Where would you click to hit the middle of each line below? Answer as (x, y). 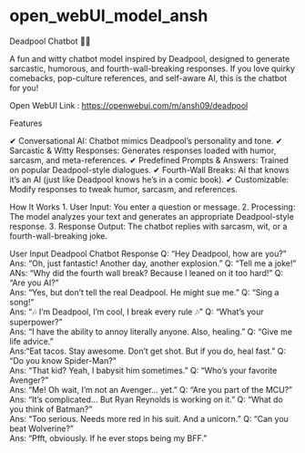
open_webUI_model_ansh (109, 16)
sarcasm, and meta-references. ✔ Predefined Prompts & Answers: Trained (149, 160)
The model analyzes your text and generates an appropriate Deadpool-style (152, 216)
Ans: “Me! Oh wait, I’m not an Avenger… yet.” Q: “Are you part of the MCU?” (151, 389)
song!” (22, 302)
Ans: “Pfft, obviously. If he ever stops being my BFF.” (108, 438)
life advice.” (31, 341)
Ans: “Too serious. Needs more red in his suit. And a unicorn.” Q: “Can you (149, 418)
